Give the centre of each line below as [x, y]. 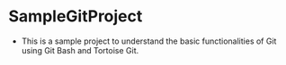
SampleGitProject [76, 16]
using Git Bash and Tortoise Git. [80, 50]
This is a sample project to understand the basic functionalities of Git [149, 41]
